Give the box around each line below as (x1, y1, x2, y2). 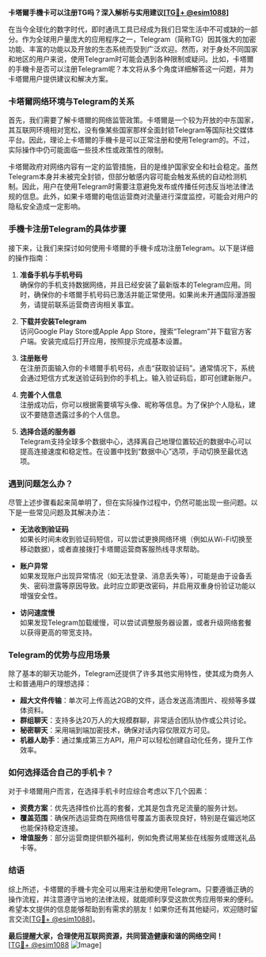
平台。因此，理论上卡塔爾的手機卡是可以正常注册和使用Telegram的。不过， (8, 135, 254, 145)
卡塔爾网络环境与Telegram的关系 (8, 95, 135, 106)
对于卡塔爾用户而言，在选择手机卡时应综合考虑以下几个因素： (8, 786, 210, 796)
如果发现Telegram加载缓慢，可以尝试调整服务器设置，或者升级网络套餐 (19, 617, 252, 627)
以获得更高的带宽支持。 (19, 627, 97, 637)
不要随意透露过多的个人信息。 (26, 409, 124, 419)
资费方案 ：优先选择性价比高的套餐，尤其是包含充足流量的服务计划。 (19, 803, 242, 813)
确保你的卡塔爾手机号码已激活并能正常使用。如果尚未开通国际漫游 (33, 290, 249, 299)
